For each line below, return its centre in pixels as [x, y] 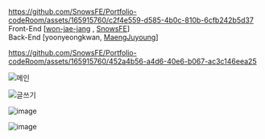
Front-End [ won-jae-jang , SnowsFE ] [69, 29]
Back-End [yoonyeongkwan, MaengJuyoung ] [83, 37]
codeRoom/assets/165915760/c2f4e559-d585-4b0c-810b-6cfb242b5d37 [131, 20]
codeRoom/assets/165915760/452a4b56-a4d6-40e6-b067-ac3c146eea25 [132, 61]
